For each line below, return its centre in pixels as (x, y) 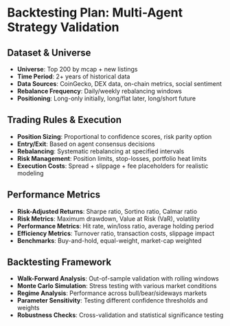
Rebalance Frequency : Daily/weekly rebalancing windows (99, 91)
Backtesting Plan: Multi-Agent (95, 13)
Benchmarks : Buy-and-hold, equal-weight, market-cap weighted (109, 240)
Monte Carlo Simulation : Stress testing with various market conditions (117, 286)
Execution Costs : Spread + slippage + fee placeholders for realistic (113, 166)
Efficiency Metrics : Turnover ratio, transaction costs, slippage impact (116, 233)
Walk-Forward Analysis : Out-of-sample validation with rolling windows (118, 279)
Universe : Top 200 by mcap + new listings (77, 69)
